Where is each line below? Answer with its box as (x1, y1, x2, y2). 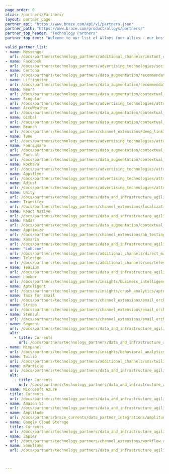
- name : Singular (5, 96, 42, 101)
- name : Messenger (5, 49, 44, 54)
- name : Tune (5, 134, 33, 139)
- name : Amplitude (5, 410, 44, 416)
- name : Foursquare (5, 143, 46, 148)
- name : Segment (5, 321, 39, 326)
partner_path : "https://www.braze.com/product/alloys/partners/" (5, 26, 145, 31)
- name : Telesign (5, 256, 42, 261)
